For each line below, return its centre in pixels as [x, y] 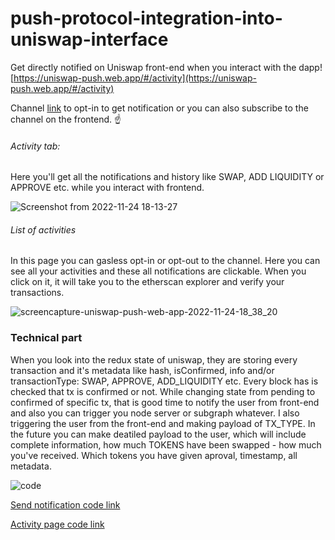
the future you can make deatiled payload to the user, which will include [158, 434]
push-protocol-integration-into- [146, 18]
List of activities [43, 229]
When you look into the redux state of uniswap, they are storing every [154, 359]
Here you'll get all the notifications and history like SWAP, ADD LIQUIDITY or [167, 177]
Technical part [46, 338]
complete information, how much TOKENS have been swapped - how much [166, 444]
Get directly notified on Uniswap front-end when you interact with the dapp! [166, 67]
